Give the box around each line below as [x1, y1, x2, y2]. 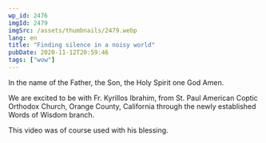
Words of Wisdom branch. [8, 110, 94, 119]
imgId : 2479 [8, 19, 48, 27]
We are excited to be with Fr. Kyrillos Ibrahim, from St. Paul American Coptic [8, 93, 258, 102]
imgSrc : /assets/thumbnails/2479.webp [8, 26, 137, 34]
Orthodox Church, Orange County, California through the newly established [8, 101, 256, 111]
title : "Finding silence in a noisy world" [8, 41, 156, 49]
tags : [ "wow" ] [8, 56, 56, 64]
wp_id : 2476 [8, 11, 48, 20]
